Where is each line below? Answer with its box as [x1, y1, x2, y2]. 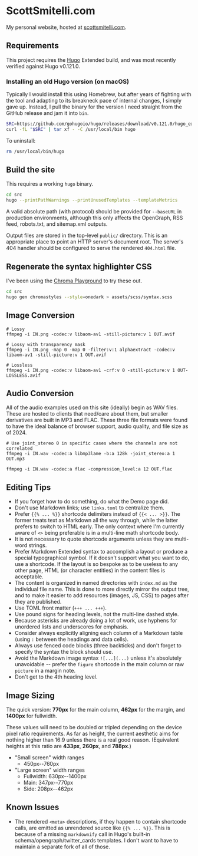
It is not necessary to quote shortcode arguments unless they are [14, 535, 173, 543]
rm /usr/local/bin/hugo [6, 149, 65, 154]
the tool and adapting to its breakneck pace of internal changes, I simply [6, 97, 181, 104]
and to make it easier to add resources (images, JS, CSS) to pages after [14, 592, 189, 599]
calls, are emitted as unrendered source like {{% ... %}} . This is [14, 824, 171, 831]
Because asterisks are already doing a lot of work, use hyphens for [14, 617, 178, 624]
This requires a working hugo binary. [6, 180, 94, 187]
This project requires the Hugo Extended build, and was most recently [6, 56, 176, 63]
